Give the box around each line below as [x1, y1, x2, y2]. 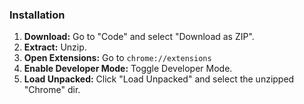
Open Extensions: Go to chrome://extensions [23, 52, 212, 64]
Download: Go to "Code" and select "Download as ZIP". [23, 31, 255, 43]
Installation [9, 8, 66, 22]
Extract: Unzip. [23, 41, 87, 53]
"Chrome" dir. [23, 84, 81, 96]
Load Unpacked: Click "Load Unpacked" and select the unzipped [23, 73, 295, 85]
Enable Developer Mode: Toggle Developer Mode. [23, 63, 233, 75]
